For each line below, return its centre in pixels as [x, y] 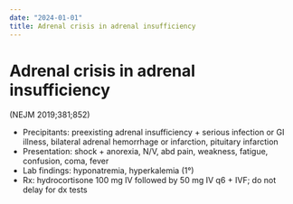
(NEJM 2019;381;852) [50, 115]
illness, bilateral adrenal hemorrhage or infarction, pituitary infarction [150, 142]
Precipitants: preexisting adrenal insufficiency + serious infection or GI [153, 133]
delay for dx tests [55, 190]
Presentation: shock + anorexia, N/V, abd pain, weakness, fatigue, [145, 152]
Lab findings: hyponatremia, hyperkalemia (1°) [108, 171]
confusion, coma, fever [66, 161]
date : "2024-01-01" [46, 18]
